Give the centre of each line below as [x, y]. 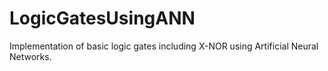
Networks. [30, 56]
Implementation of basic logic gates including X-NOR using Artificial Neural [164, 46]
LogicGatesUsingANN [102, 18]
